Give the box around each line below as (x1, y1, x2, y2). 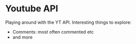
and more (12, 34, 33, 40)
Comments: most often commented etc (12, 29, 94, 35)
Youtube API (5, 3, 58, 14)
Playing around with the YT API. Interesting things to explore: (5, 19, 132, 25)
